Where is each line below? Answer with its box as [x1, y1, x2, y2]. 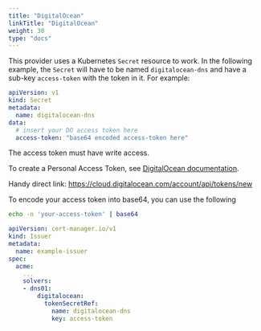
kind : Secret [8, 96, 52, 104]
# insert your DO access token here [15, 126, 138, 134]
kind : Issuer [8, 232, 52, 241]
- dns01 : [22, 284, 52, 293]
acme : [15, 262, 35, 270]
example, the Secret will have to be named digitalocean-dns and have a [8, 65, 247, 75]
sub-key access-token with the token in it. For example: [8, 73, 190, 83]
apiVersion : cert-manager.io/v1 [8, 225, 116, 233]
